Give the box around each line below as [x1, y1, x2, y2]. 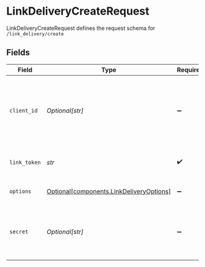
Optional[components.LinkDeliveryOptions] [46, 187, 171, 196]
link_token [9, 158, 41, 166]
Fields [6, 48, 31, 58]
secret [9, 228, 29, 235]
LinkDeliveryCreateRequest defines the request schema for [6, 24, 156, 32]
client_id [9, 107, 38, 114]
